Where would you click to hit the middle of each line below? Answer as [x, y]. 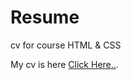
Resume [45, 17]
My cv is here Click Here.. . [64, 64]
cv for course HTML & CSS [66, 45]
